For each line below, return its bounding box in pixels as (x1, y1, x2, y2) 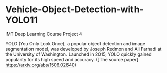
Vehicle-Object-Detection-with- (5, 4, 144, 15)
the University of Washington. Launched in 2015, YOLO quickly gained (5, 51, 152, 57)
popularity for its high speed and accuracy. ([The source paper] (5, 56, 139, 62)
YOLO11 (5, 14, 38, 26)
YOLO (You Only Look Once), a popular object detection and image (5, 40, 146, 46)
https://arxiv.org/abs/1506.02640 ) (5, 62, 76, 68)
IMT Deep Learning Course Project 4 (5, 31, 82, 37)
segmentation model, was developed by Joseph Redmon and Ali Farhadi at (5, 46, 162, 52)
